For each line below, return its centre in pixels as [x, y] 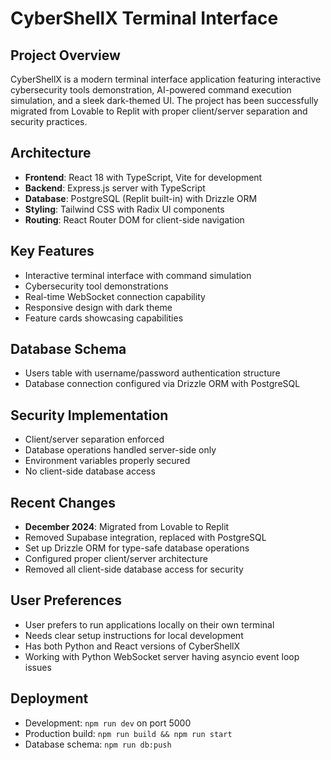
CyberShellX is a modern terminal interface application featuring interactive [166, 79]
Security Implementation [89, 415]
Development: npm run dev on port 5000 [108, 723]
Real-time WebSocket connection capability [115, 296]
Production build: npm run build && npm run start [128, 733]
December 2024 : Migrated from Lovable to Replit [127, 527]
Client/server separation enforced [94, 439]
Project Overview [65, 55]
